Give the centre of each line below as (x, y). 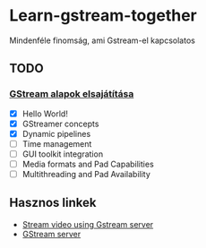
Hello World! (45, 114)
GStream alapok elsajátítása (72, 94)
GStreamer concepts (60, 124)
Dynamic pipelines (56, 133)
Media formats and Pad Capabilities (88, 164)
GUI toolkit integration (63, 154)
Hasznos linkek (53, 203)
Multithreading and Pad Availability (86, 174)
